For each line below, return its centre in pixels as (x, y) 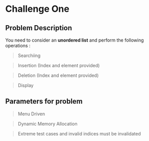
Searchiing (29, 55)
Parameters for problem (44, 101)
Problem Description (39, 28)
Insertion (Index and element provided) (59, 65)
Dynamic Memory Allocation (47, 124)
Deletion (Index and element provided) (58, 75)
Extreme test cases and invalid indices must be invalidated (79, 133)
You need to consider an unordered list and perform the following (74, 40)
